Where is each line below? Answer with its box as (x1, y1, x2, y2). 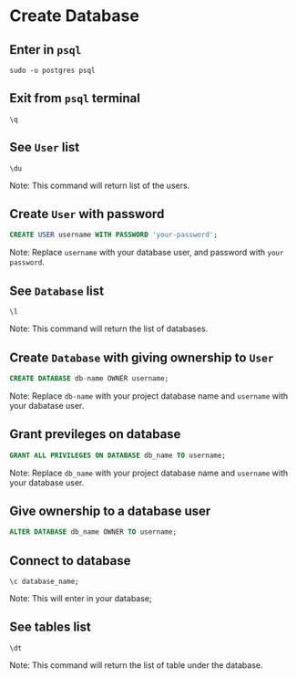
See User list (9, 140, 80, 155)
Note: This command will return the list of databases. (9, 323, 209, 334)
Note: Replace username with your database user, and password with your (9, 247, 284, 258)
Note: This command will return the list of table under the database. (9, 659, 263, 671)
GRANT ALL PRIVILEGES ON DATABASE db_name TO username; (9, 451, 226, 460)
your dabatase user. (9, 400, 85, 411)
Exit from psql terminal (9, 90, 141, 106)
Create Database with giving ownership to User (9, 349, 274, 365)
